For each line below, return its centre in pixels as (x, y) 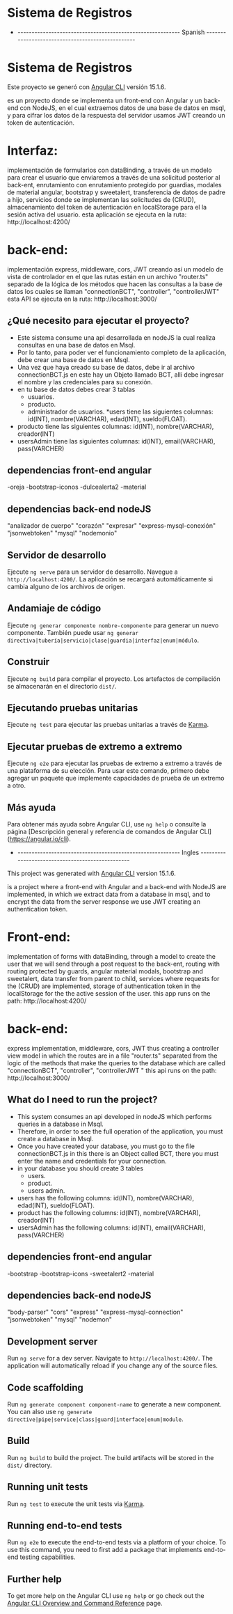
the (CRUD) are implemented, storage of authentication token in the (104, 986)
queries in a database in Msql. (61, 1124)
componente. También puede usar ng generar (73, 632)
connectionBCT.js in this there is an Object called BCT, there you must (118, 1153)
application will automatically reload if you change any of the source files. (112, 1365)
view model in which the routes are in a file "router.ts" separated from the (112, 1056)
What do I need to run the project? (82, 1100)
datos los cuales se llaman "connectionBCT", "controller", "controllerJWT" (113, 291)
